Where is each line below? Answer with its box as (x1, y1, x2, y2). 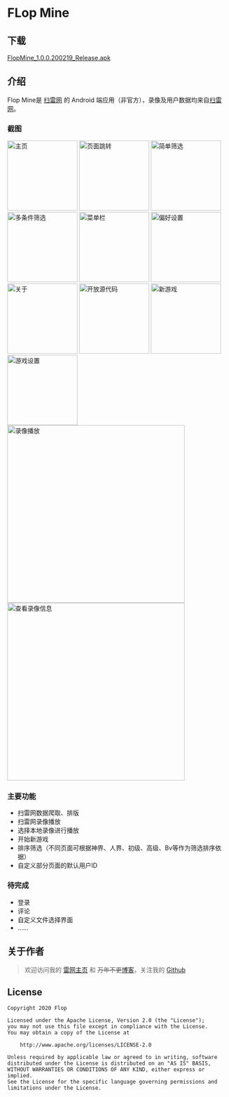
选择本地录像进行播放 (17, 826, 79, 835)
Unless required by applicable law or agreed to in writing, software (7, 1054, 218, 1061)
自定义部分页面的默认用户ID (17, 861, 98, 870)
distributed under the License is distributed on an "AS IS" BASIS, (7, 1060, 211, 1068)
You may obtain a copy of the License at (7, 1030, 130, 1037)
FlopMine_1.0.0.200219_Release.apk (7, 54, 111, 62)
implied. (7, 1072, 33, 1079)
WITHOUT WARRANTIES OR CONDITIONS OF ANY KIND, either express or (7, 1066, 205, 1073)
